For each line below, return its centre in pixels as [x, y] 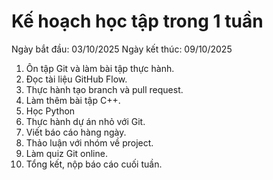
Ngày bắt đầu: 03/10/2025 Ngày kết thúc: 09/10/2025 [122, 49]
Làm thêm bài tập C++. [73, 100]
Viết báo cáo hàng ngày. [76, 132]
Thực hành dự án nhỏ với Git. [85, 121]
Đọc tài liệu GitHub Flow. [76, 79]
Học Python [50, 111]
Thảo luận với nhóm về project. [89, 142]
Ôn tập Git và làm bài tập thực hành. [100, 68]
